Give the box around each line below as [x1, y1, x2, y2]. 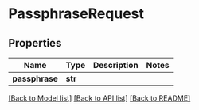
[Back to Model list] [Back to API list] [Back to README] [8, 93, 191, 103]
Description [92, 60, 139, 70]
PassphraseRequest [8, 5, 145, 23]
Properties [8, 36, 62, 50]
